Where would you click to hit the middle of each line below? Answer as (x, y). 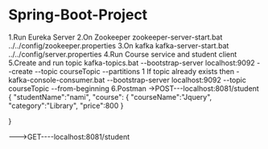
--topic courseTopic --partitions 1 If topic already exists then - (137, 71)
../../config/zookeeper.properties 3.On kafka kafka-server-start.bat (119, 45)
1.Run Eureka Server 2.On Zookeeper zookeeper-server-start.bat (115, 37)
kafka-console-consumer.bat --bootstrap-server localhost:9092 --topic (128, 80)
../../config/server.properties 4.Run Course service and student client (123, 54)
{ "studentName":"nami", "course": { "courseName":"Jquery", (110, 97)
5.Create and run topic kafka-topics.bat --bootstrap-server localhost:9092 (132, 63)
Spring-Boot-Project (78, 15)
